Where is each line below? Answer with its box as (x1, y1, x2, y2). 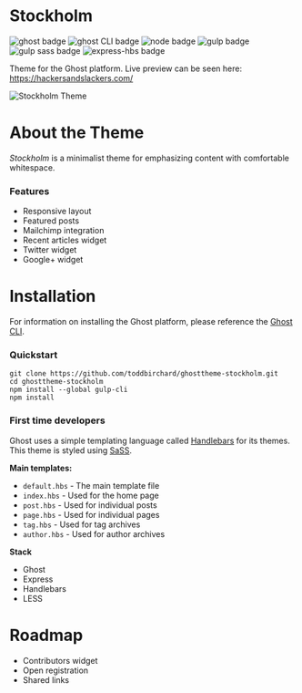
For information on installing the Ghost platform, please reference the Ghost (9, 316, 293, 327)
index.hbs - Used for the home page (22, 490, 159, 501)
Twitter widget (22, 244, 77, 255)
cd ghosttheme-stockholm (9, 378, 104, 387)
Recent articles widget (22, 234, 107, 246)
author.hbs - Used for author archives (22, 528, 166, 539)
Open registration (22, 665, 89, 676)
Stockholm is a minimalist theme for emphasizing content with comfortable (9, 152, 289, 163)
